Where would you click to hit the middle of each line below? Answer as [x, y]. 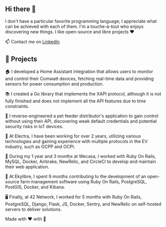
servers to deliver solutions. [33, 209]
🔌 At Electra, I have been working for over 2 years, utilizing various [73, 136]
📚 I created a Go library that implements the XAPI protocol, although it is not [83, 94]
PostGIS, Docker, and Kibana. [35, 187]
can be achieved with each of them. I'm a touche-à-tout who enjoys [74, 26]
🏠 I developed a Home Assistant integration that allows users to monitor [79, 71]
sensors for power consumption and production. [55, 84]
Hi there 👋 [21, 9]
